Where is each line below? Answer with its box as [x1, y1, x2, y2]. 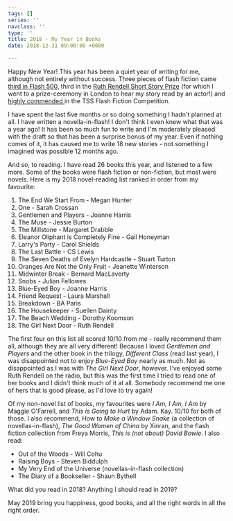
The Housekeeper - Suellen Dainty [17, 306, 117, 315]
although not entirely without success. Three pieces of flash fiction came [8, 75, 217, 83]
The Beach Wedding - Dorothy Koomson [17, 314, 135, 322]
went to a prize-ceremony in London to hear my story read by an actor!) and [8, 89, 225, 98]
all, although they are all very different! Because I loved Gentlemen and [8, 342, 211, 350]
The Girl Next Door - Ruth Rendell [17, 321, 114, 329]
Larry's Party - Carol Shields [17, 240, 100, 248]
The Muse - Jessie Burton [17, 218, 93, 226]
